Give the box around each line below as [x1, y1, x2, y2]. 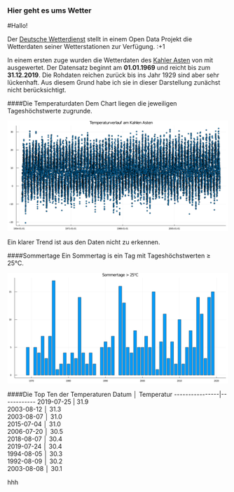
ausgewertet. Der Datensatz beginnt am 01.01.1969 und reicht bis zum [7, 64, 211, 72]
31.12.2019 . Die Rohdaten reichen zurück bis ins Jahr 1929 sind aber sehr [7, 71, 219, 79]
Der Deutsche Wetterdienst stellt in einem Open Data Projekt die [7, 35, 193, 43]
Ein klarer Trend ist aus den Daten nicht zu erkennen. [7, 238, 160, 246]
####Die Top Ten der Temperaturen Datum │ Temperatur [7, 391, 173, 399]
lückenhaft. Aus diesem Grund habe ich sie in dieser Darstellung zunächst [7, 78, 221, 87]
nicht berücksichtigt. [7, 86, 67, 94]
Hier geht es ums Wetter [7, 6, 92, 15]
